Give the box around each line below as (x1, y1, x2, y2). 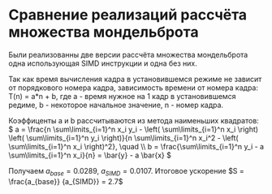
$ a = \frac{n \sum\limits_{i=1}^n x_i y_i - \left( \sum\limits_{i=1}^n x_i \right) (8, 124, 258, 134)
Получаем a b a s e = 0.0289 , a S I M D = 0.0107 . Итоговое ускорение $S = (8, 166, 245, 178)
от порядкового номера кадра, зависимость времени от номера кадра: (8, 83, 258, 93)
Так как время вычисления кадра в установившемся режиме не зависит (8, 74, 262, 84)
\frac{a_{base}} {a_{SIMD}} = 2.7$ (8, 176, 123, 186)
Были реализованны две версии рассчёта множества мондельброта (8, 50, 248, 59)
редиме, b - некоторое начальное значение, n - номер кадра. (8, 100, 224, 110)
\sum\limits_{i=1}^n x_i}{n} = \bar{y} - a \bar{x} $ (8, 150, 172, 160)
